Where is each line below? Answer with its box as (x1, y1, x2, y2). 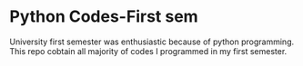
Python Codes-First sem (9, 6, 198, 27)
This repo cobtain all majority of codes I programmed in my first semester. (9, 45, 288, 56)
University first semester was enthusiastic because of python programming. (9, 36, 295, 47)
